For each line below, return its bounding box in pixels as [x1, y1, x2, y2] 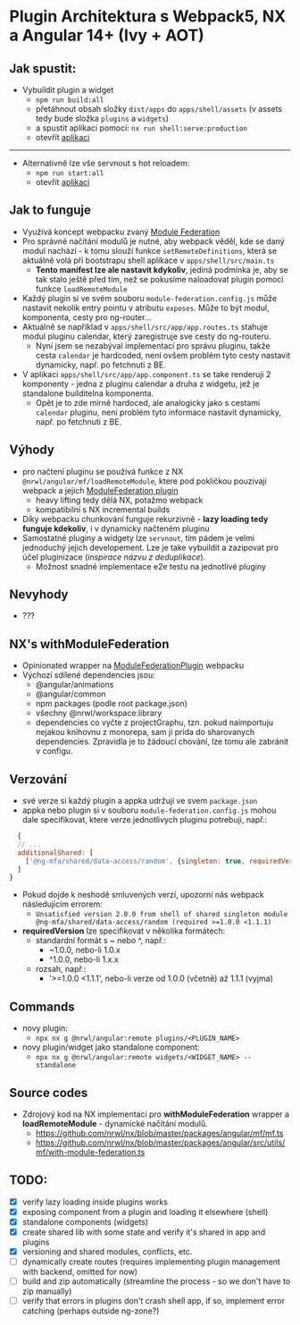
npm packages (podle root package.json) [35, 698, 187, 709]
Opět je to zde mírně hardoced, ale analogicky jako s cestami [35, 397, 261, 408]
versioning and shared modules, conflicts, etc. [21, 1246, 193, 1257]
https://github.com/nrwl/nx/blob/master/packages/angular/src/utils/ [35, 1137, 286, 1148]
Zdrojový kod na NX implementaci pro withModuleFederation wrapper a [21, 1109, 290, 1119]
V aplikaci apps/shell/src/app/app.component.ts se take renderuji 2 [21, 368, 271, 379]
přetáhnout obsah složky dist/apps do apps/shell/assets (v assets [35, 104, 283, 114]
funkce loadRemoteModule [35, 283, 128, 294]
